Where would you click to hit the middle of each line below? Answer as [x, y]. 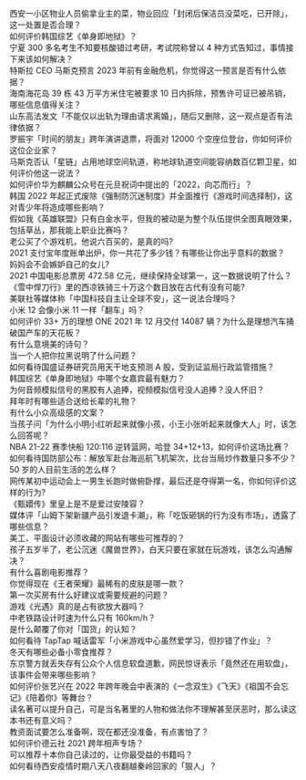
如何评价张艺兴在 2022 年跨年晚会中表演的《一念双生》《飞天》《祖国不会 [145, 686]
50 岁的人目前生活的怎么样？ [64, 469]
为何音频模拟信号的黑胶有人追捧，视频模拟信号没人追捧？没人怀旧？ [137, 390]
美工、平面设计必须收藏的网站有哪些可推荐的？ [97, 538]
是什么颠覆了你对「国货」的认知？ [73, 629]
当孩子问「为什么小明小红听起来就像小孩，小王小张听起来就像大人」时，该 [149, 424]
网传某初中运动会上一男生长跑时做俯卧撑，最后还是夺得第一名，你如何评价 [149, 481]
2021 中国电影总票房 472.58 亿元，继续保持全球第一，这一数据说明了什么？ [151, 276]
